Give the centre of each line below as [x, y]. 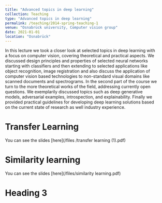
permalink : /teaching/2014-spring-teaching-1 [52, 23]
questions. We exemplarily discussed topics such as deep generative [74, 92]
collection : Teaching [27, 14]
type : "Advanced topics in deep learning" [48, 18]
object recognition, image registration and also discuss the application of [78, 71]
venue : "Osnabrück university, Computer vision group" [61, 28]
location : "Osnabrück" [28, 37]
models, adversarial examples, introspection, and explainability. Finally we [79, 97]
